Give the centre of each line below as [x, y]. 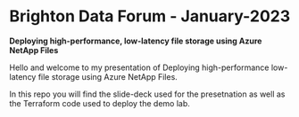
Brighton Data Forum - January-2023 [150, 16]
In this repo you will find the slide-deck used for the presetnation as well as [147, 94]
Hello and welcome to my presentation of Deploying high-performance [139, 67]
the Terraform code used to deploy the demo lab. [100, 103]
